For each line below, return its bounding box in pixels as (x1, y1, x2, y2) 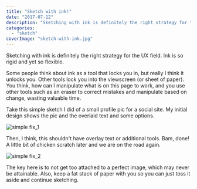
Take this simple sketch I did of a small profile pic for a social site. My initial (6, 106, 188, 113)
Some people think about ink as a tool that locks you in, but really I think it (6, 70, 184, 76)
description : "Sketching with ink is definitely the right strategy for (6, 19, 188, 25)
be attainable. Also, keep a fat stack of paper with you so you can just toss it (6, 170, 191, 177)
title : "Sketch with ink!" (6, 8, 72, 15)
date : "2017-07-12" (6, 14, 54, 20)
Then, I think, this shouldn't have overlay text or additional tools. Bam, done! (6, 135, 189, 141)
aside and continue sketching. (6, 177, 79, 183)
